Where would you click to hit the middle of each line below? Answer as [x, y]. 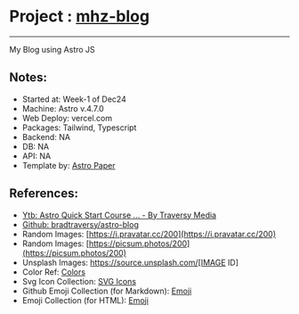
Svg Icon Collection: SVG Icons [79, 281]
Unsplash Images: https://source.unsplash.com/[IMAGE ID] [130, 262]
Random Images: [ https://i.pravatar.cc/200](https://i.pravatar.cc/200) [149, 234]
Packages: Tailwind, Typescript [79, 128]
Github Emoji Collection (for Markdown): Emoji [107, 291]
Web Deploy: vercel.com [67, 118]
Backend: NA [46, 136]
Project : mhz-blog [79, 17]
